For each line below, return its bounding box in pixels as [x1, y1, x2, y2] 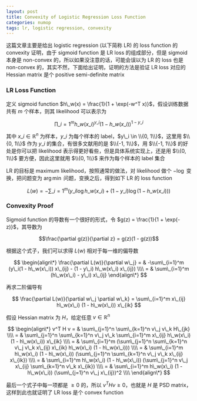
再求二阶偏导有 [6, 283, 42, 291]
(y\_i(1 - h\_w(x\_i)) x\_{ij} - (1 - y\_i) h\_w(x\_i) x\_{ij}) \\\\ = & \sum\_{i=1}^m [8, 265, 189, 272]
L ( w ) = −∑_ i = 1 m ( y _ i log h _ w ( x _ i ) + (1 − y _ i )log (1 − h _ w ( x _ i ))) [27, 186, 171, 194]
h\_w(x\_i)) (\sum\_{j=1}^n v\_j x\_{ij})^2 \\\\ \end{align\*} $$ [27, 369, 171, 376]
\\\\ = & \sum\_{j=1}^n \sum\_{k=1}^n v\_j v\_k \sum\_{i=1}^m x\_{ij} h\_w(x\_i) [6, 332, 191, 339]
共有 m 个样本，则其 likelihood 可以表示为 [6, 107, 107, 114]
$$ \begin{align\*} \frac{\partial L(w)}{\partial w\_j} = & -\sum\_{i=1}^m [14, 259, 184, 266]
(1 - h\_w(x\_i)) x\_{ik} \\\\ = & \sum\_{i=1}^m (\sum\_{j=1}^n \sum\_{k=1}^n [10, 338, 188, 345]
